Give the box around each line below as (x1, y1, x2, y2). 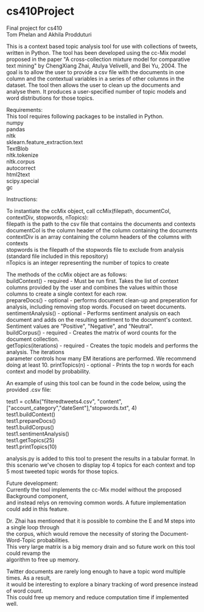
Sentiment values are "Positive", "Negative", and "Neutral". (6, 322, 153, 330)
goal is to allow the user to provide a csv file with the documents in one (6, 68, 185, 75)
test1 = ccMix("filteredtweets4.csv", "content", (6, 397, 123, 405)
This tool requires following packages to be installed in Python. (6, 113, 164, 120)
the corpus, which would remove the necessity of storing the (6, 530, 160, 537)
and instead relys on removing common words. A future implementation (6, 499, 186, 506)
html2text (6, 170, 30, 178)
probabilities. (37, 537, 70, 544)
